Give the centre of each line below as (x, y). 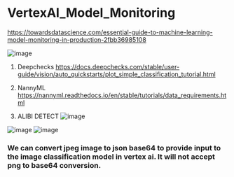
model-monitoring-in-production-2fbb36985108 (77, 39)
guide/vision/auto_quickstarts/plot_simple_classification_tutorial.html (116, 74)
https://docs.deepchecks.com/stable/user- (118, 66)
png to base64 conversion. (54, 165)
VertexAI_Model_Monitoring (91, 13)
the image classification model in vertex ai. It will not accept (111, 157)
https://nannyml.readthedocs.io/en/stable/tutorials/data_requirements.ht (122, 95)
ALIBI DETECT (38, 116)
